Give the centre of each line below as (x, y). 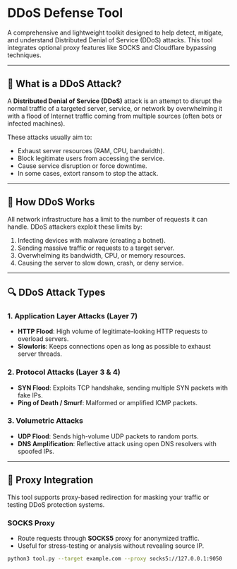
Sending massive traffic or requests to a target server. (96, 248)
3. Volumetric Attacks (45, 421)
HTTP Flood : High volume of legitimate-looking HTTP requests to (113, 331)
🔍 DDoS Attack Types (56, 292)
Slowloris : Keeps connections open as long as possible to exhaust (114, 347)
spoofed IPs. (36, 451)
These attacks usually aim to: (50, 137)
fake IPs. (30, 395)
